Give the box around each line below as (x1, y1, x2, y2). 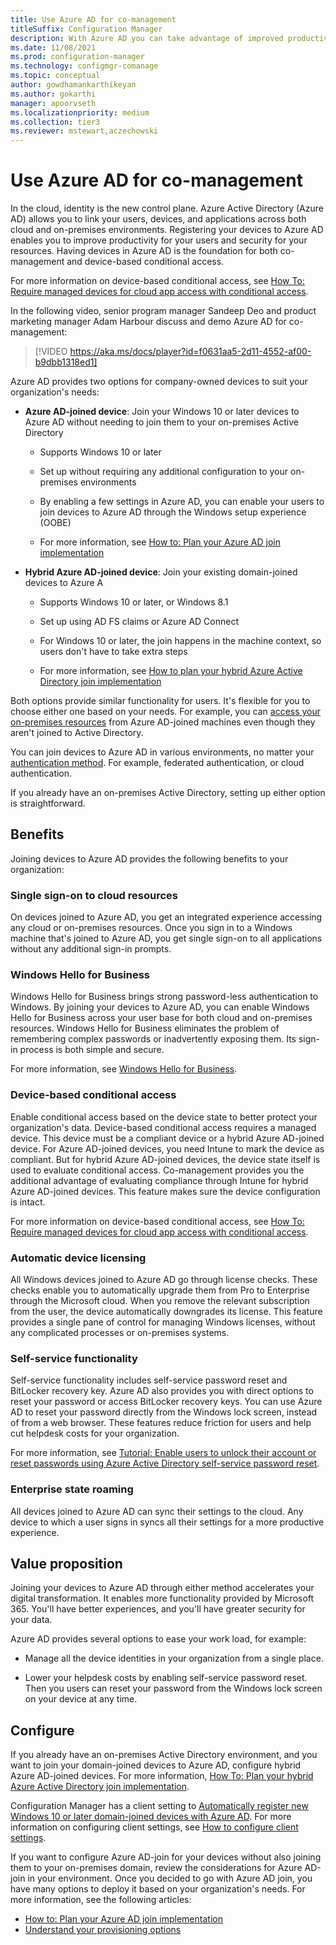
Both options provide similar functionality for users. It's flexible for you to (10, 695, 311, 707)
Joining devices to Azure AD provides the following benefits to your (10, 852, 289, 865)
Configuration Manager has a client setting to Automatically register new (10, 1800, 309, 1812)
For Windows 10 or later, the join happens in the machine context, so (39, 635, 322, 647)
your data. (10, 1614, 53, 1626)
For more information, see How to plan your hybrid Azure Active (39, 665, 303, 677)
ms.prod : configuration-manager (10, 52, 145, 62)
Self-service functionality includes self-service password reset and (10, 1374, 288, 1386)
